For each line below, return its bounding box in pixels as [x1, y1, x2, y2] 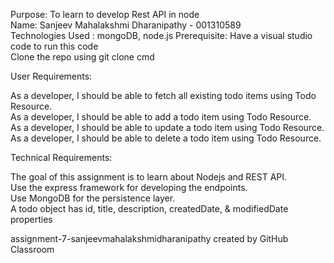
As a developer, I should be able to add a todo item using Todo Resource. [10, 111, 312, 123]
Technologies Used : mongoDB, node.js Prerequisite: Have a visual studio [10, 30, 313, 41]
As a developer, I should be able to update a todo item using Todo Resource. [10, 122, 325, 133]
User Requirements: [10, 70, 93, 82]
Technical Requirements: [10, 152, 113, 163]
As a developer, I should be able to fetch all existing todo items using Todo [10, 90, 317, 101]
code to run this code [10, 40, 99, 52]
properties [10, 214, 53, 225]
